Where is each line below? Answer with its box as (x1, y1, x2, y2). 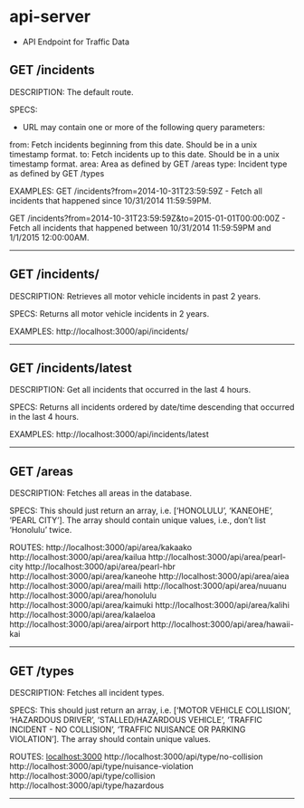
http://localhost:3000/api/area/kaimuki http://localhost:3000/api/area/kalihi (9, 600, 290, 611)
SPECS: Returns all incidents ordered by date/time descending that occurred (9, 402, 295, 413)
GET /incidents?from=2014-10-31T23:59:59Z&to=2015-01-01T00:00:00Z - (9, 213, 287, 223)
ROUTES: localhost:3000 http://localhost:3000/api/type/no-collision (9, 751, 264, 762)
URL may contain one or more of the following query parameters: (22, 121, 265, 132)
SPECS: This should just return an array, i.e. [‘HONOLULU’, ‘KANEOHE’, (9, 505, 273, 517)
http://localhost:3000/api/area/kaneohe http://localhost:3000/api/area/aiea (9, 571, 290, 582)
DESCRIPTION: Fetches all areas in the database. (9, 488, 193, 499)
